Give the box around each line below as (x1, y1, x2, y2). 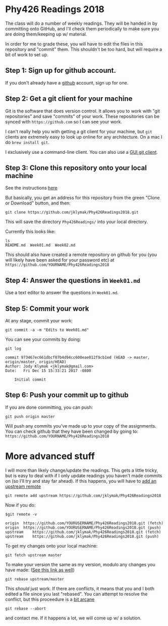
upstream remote (5, 483, 41, 489)
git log (5, 346, 22, 351)
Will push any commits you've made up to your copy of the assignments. (5, 423, 156, 429)
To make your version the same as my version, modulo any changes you (5, 561, 155, 567)
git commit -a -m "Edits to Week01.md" (5, 327, 89, 332)
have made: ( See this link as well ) (5, 567, 75, 573)
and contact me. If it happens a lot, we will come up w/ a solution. (5, 615, 142, 621)
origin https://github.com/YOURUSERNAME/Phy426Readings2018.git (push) (5, 525, 161, 530)
